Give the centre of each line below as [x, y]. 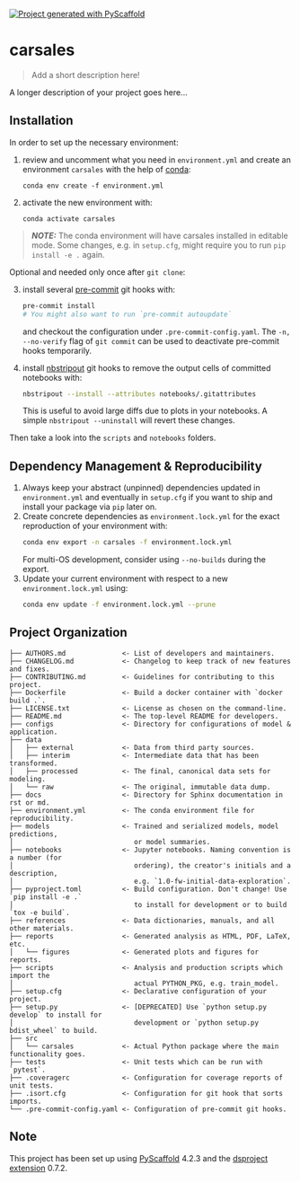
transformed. [34, 763]
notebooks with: [52, 377]
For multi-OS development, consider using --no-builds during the [144, 560]
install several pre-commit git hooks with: [98, 289]
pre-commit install [59, 305]
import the [30, 975]
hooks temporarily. [57, 350]
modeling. [28, 779]
